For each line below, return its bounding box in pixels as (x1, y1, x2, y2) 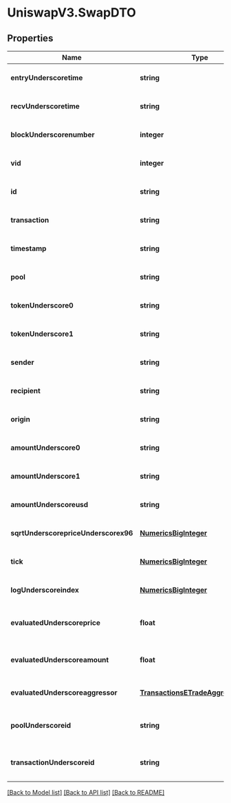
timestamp (10, 244, 47, 253)
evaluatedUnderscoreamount (10, 655, 109, 664)
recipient (10, 386, 41, 395)
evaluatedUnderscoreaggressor (10, 688, 118, 697)
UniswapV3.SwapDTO (7, 5, 136, 21)
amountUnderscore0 (10, 443, 80, 453)
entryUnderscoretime (10, 73, 83, 82)
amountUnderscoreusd (10, 500, 89, 509)
